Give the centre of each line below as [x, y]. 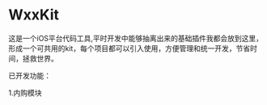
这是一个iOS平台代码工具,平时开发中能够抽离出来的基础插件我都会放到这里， [136, 38]
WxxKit [34, 15]
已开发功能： [30, 75]
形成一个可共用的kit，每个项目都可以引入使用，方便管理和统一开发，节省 [129, 48]
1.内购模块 [25, 92]
